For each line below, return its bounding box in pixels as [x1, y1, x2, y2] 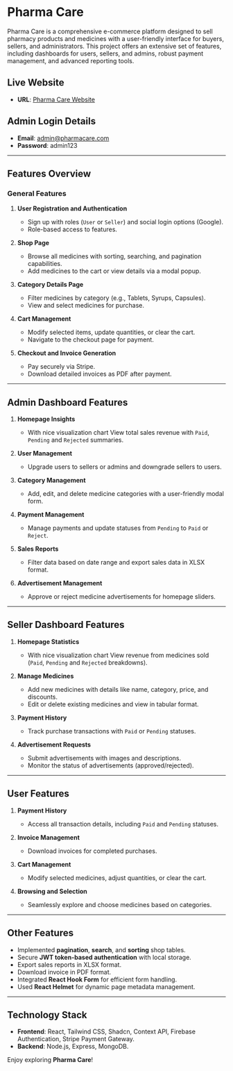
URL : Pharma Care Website [17, 95, 96, 103]
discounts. [27, 692, 58, 701]
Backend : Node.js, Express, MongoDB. [17, 1043, 129, 1051]
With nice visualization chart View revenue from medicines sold [27, 651, 209, 659]
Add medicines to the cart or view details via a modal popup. [27, 267, 201, 275]
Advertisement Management [17, 579, 103, 588]
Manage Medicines [17, 672, 74, 680]
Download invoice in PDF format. [17, 968, 112, 976]
